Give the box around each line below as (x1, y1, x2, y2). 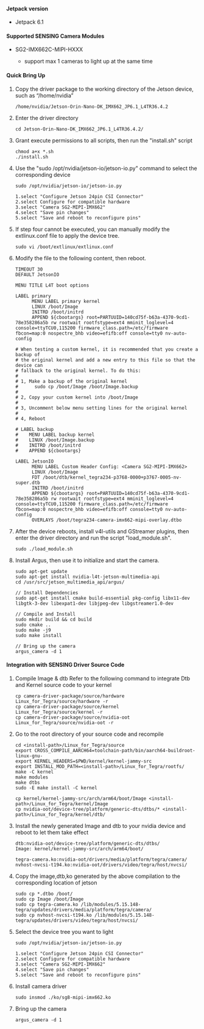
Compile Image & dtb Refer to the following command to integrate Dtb (15, 674, 191, 682)
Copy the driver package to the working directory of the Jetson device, (15, 85, 194, 93)
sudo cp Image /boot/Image (15, 896, 84, 902)
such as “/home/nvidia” (15, 91, 74, 99)
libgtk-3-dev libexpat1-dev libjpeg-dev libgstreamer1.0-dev (15, 600, 174, 607)
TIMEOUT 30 (15, 266, 43, 272)
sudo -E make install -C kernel (15, 785, 97, 791)
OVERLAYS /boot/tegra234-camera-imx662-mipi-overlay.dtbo (31, 517, 182, 523)
